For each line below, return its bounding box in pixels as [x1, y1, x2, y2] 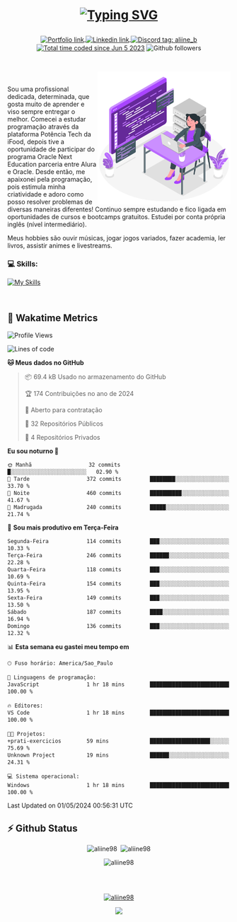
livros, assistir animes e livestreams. [7, 241, 112, 250]
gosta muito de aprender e [7, 100, 85, 108]
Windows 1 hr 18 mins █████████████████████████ [7, 781, 230, 788]
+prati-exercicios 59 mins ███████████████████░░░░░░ [7, 737, 230, 745]
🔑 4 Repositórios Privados [24, 433, 100, 441]
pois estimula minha [7, 182, 66, 191]
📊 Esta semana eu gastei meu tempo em [7, 642, 129, 650]
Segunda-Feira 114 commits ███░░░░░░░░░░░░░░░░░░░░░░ [7, 537, 230, 544]
